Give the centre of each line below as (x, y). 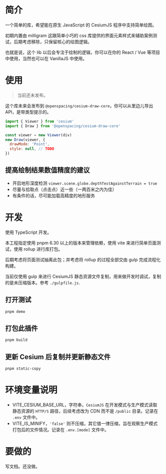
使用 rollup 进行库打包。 (38, 249)
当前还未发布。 (32, 95)
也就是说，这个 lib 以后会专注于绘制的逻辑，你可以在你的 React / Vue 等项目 (83, 52)
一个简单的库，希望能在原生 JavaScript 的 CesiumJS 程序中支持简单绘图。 (81, 25)
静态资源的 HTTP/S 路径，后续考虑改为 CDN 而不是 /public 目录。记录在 (85, 411)
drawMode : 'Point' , (30, 144)
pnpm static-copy (23, 369)
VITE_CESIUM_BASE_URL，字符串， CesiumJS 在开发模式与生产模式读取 (85, 405)
